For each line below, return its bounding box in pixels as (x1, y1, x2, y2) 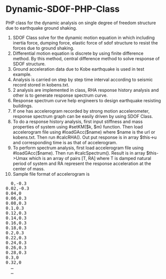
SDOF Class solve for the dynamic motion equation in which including (12, 35, 155, 40)
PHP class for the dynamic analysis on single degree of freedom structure (5, 20, 156, 26)
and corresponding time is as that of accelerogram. (12, 139, 118, 145)
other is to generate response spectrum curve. (12, 92, 108, 98)
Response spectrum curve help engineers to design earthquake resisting (12, 97, 161, 103)
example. (12, 71, 32, 77)
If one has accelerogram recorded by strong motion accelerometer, (12, 108, 150, 114)
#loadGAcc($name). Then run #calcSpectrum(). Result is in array (12, 150, 145, 156)
